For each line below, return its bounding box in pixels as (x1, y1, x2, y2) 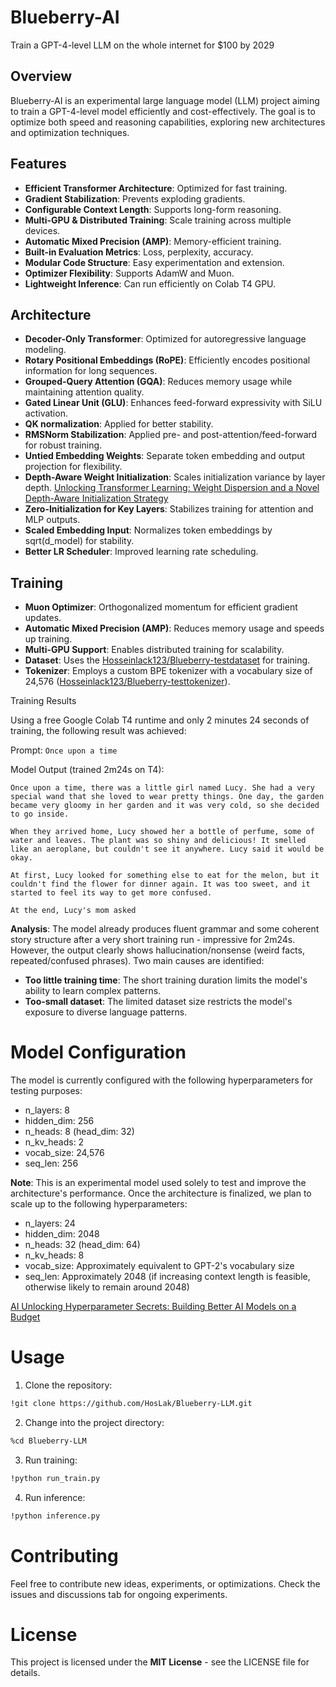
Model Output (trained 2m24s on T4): (10, 764, 165, 776)
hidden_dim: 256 (24, 1115, 95, 1127)
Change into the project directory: (24, 1416, 165, 1428)
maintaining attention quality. (24, 386, 145, 398)
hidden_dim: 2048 (24, 1228, 100, 1240)
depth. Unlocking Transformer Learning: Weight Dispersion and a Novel (24, 482, 320, 494)
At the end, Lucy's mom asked (10, 906, 137, 916)
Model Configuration (10, 1041, 187, 1064)
